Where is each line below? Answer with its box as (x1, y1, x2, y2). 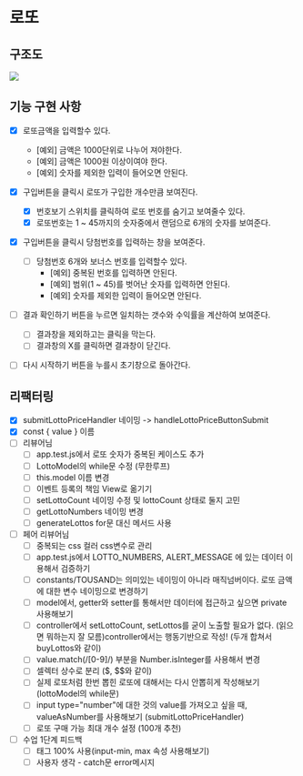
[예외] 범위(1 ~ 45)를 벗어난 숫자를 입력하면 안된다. (49, 278, 230, 290)
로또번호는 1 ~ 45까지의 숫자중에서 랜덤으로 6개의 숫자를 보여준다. (35, 217, 271, 227)
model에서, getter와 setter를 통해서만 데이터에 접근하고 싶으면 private (35, 597, 288, 609)
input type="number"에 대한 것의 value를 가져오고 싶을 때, (35, 700, 247, 710)
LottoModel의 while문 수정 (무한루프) (35, 460, 171, 471)
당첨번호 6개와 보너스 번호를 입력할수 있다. (35, 256, 187, 267)
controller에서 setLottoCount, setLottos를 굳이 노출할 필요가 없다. (35, 620, 275, 631)
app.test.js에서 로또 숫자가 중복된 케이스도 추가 (35, 448, 205, 459)
